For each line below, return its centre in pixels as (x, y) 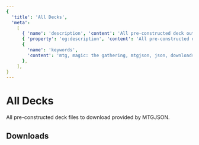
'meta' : (21, 22)
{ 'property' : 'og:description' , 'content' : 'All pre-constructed (105, 39)
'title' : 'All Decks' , (39, 17)
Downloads (28, 136)
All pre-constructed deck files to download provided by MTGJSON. (88, 117)
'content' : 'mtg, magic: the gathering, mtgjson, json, (98, 55)
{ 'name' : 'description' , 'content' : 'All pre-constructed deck (103, 34)
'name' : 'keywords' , (53, 50)
